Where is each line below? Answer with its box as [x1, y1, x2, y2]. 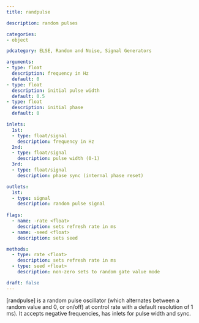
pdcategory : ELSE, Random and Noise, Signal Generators [6, 48, 152, 54]
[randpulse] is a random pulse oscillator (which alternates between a [6, 297, 179, 304]
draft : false [6, 279, 40, 286]
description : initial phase [12, 105, 84, 111]
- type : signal [12, 195, 51, 201]
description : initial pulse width [12, 87, 100, 94]
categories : [6, 31, 37, 37]
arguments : [6, 59, 34, 65]
